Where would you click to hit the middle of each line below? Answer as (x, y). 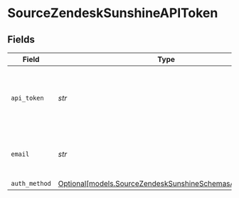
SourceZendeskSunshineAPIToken (113, 13)
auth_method (31, 183)
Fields (21, 40)
